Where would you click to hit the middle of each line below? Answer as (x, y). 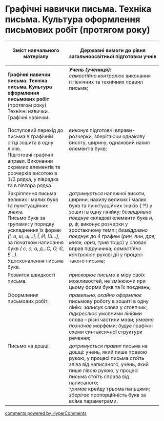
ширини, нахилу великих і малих (108, 199)
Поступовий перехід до (35, 130)
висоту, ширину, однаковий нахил (110, 142)
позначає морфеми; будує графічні (111, 325)
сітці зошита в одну (31, 142)
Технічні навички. (28, 111)
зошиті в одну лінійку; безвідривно (110, 212)
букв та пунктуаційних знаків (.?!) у (111, 205)
